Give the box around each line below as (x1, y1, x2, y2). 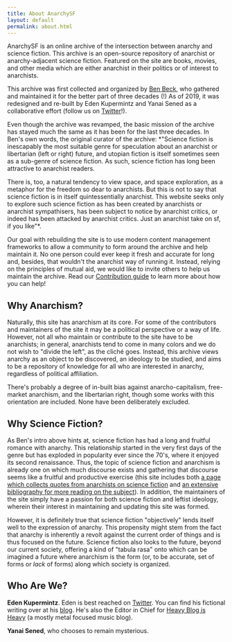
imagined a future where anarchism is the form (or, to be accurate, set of (7, 553, 215, 561)
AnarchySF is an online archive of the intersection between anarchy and (7, 42, 213, 51)
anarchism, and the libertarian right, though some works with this (28, 391, 215, 399)
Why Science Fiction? (7, 418, 103, 429)
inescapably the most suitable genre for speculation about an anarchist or (7, 143, 218, 151)
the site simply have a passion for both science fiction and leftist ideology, (7, 495, 219, 503)
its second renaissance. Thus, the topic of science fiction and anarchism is (7, 458, 220, 466)
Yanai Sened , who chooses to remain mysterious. (7, 626, 149, 634)
